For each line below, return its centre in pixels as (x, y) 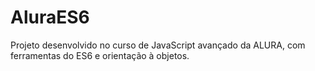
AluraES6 (50, 17)
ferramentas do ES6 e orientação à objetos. (100, 55)
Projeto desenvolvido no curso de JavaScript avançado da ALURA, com (158, 45)
